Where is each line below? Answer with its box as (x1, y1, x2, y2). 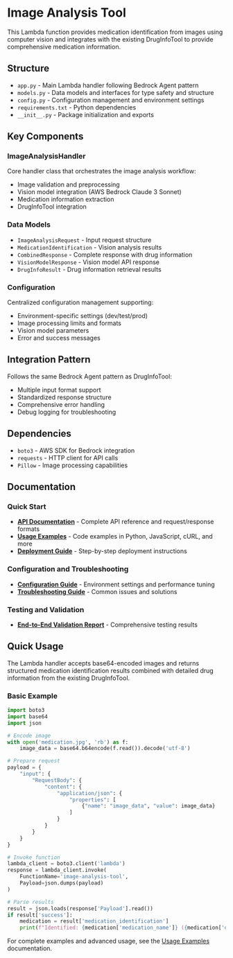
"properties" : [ (69, 796, 116, 803)
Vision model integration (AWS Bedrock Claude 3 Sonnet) (17, 188, 182, 196)
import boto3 (7, 707, 45, 714)
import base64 (7, 713, 49, 720)
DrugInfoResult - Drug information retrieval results (17, 265, 162, 273)
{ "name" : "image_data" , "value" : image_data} (81, 803, 216, 810)
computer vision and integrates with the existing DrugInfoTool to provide (7, 35, 214, 43)
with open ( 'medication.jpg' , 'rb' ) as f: (7, 738, 129, 746)
